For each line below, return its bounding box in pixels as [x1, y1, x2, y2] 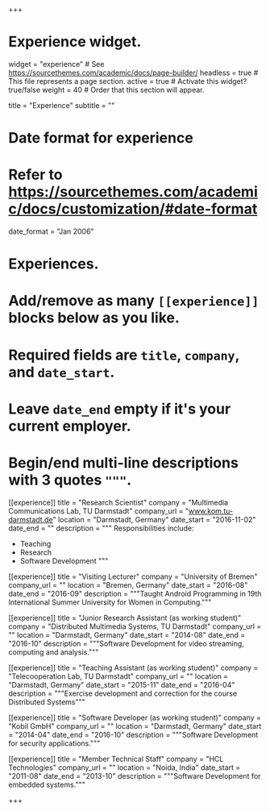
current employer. [8, 417, 131, 435]
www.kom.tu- [188, 505, 234, 516]
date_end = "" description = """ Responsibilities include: [8, 523, 194, 533]
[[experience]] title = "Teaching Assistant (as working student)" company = [8, 663, 259, 672]
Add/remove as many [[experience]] [8, 292, 260, 310]
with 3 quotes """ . [8, 471, 132, 489]
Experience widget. [8, 33, 142, 51]
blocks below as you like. [8, 309, 180, 327]
